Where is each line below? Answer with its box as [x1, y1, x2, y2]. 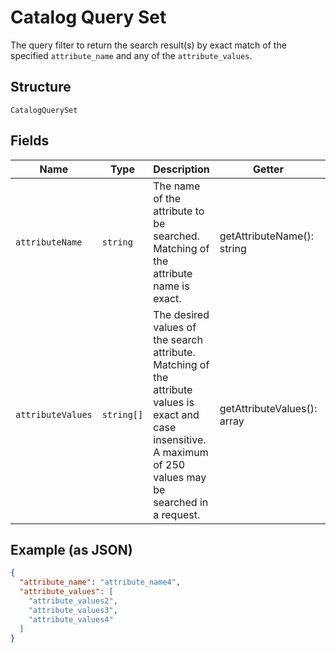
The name [153, 179, 201, 193]
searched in [153, 495, 209, 509]
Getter [252, 162, 284, 176]
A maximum [153, 445, 209, 459]
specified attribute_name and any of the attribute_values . [10, 49, 253, 61]
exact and [153, 407, 200, 421]
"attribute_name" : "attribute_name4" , [19, 577, 182, 588]
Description [153, 162, 210, 176]
